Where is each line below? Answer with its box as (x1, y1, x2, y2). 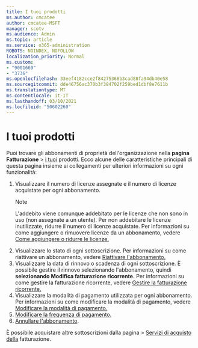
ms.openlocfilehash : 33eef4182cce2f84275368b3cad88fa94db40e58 (6, 76, 169, 82)
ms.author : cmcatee (6, 14, 55, 20)
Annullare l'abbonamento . (14, 317, 79, 325)
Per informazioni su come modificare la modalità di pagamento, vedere (14, 298, 191, 305)
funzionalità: (6, 169, 37, 176)
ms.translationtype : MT (6, 87, 66, 93)
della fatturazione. (6, 335, 51, 343)
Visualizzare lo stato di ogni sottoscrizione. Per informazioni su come (14, 247, 187, 254)
